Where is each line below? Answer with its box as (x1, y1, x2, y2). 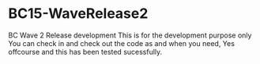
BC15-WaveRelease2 (8, 5, 149, 23)
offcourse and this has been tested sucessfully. (8, 47, 163, 56)
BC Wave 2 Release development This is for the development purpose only (8, 30, 252, 40)
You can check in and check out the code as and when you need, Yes (8, 38, 236, 48)
